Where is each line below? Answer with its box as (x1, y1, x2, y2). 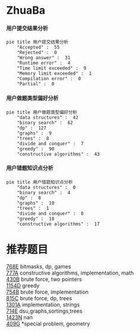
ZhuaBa (6, 4, 46, 17)
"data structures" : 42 (17, 114, 79, 120)
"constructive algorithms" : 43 (17, 151, 100, 157)
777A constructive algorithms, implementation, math (6, 269, 134, 276)
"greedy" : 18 (17, 216, 55, 222)
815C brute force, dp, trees (6, 294, 73, 302)
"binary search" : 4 (17, 190, 70, 195)
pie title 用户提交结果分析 (6, 39, 69, 45)
